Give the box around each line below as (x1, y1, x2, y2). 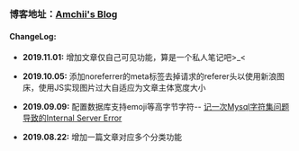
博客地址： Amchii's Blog (9, 7, 118, 20)
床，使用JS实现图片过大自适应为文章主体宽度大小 (22, 83, 206, 93)
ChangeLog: (9, 31, 57, 41)
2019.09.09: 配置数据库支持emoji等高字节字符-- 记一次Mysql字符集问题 (22, 102, 290, 112)
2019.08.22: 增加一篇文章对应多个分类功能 (22, 132, 183, 143)
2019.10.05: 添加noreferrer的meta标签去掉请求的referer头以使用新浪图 (22, 71, 285, 82)
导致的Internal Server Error (22, 112, 122, 123)
